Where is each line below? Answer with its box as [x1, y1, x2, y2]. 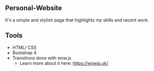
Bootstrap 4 [12, 49, 37, 56]
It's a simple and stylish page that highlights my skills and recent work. [5, 17, 150, 23]
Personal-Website [5, 4, 62, 12]
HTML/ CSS [12, 44, 37, 50]
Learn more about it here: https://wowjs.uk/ [19, 60, 108, 66]
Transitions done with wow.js [12, 55, 72, 61]
